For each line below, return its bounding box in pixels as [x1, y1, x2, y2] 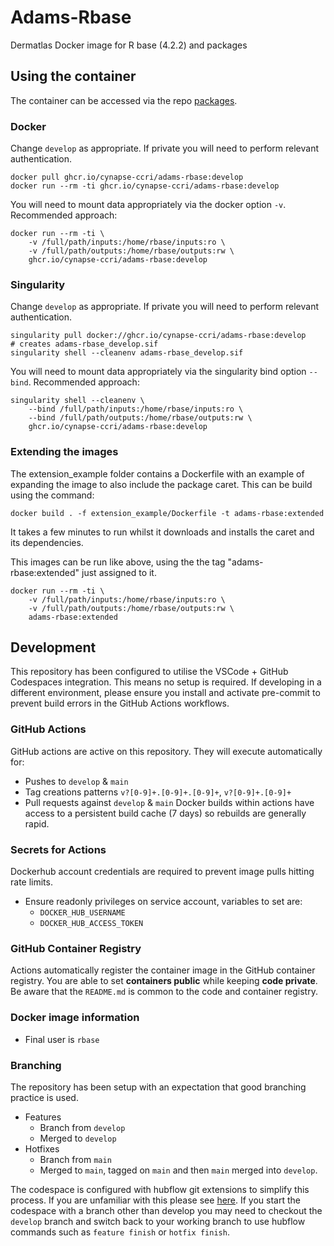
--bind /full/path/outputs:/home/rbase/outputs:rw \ [28, 413, 253, 423]
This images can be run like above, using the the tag [10, 556, 226, 568]
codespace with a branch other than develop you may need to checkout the [10, 1204, 323, 1216]
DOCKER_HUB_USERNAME [39, 908, 126, 918]
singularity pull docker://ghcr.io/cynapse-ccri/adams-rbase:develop [10, 331, 307, 341]
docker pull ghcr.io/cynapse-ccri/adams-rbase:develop [10, 172, 244, 183]
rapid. [24, 817, 50, 830]
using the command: [10, 489, 95, 501]
